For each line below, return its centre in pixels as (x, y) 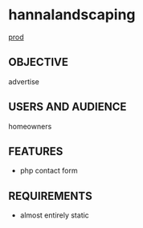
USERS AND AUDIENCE (67, 107)
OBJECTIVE (38, 62)
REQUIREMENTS (50, 195)
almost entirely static (55, 215)
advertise (24, 81)
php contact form (49, 171)
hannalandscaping (72, 15)
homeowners (30, 126)
